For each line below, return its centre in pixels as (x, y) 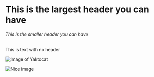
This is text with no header (33, 50)
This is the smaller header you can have (47, 34)
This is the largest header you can (77, 9)
